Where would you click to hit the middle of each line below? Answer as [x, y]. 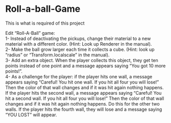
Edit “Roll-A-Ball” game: [30, 33]
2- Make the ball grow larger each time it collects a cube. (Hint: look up [80, 49]
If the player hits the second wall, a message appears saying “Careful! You [83, 93]
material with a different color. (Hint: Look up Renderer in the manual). [79, 44]
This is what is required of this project [45, 23]
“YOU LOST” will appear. [31, 115]
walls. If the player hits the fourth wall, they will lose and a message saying [84, 109]
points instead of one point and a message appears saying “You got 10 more [86, 66]
